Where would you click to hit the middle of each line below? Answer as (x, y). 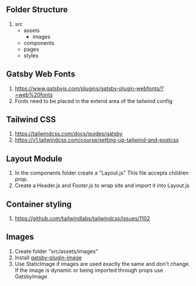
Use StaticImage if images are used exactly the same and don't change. (102, 263)
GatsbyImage (31, 276)
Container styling (39, 204)
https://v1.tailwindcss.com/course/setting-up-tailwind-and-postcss (97, 140)
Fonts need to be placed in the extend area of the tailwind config (94, 101)
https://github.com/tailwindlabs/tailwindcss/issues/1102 (82, 218)
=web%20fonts (34, 95)
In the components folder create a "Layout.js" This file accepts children (102, 173)
